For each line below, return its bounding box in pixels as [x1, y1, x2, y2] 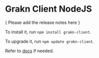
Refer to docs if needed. [5, 48, 54, 54]
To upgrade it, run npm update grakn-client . [5, 38, 94, 44]
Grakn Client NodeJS [5, 3, 92, 15]
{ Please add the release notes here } [5, 19, 80, 25]
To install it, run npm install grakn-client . [5, 29, 92, 35]
